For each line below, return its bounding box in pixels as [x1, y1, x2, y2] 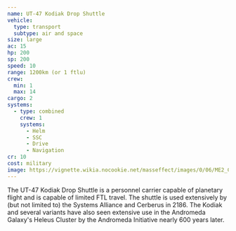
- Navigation [25, 147, 65, 154]
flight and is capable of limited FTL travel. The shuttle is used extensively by [7, 193, 227, 202]
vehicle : [7, 17, 33, 24]
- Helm [25, 127, 46, 134]
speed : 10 [7, 62, 37, 69]
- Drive [25, 141, 49, 148]
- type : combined [13, 108, 65, 115]
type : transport [13, 23, 61, 30]
